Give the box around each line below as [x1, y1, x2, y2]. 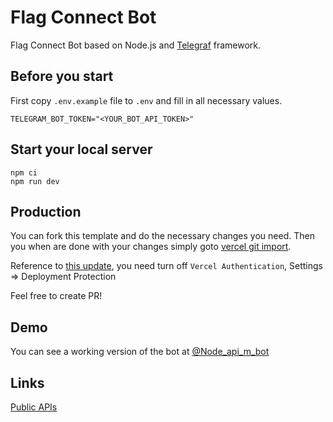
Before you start [10, 68, 114, 85]
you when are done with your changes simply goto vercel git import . [10, 241, 292, 253]
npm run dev [10, 176, 60, 186]
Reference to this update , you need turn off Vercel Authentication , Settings [10, 260, 323, 272]
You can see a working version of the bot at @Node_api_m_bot [10, 346, 270, 358]
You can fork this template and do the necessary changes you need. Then [10, 230, 315, 242]
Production [10, 203, 82, 220]
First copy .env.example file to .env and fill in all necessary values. [10, 94, 283, 106]
